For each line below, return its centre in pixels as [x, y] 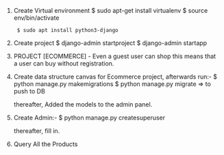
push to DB [29, 91]
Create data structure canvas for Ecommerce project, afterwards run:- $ [115, 76]
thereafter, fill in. [37, 131]
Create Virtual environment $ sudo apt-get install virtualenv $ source [111, 11]
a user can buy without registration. [64, 64]
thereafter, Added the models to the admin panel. [83, 104]
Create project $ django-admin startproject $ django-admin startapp [110, 43]
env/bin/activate [36, 18]
